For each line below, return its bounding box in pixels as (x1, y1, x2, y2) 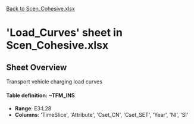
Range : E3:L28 (14, 105, 52, 112)
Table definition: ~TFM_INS (6, 92, 76, 99)
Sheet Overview (6, 62, 67, 72)
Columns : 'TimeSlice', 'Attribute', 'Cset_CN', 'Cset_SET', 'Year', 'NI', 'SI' (14, 111, 189, 119)
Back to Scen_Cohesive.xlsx (6, 5, 76, 12)
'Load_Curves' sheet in (6, 26, 123, 39)
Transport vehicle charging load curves (6, 78, 103, 85)
